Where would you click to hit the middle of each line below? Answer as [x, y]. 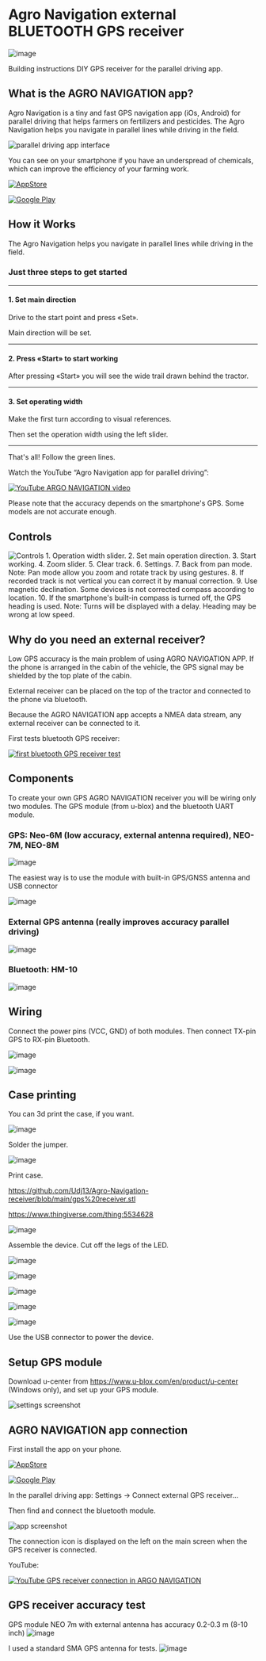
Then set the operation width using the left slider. [88, 434]
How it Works [42, 225]
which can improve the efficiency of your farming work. [99, 169]
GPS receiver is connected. [53, 1550]
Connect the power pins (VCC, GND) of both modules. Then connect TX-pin [132, 1031]
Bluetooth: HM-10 [43, 970]
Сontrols [30, 536]
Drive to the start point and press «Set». [73, 318]
